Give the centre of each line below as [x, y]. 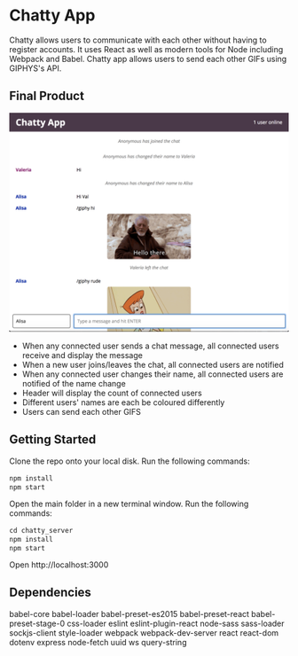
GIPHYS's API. [35, 68]
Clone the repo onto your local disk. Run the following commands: [129, 461]
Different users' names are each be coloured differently [123, 402]
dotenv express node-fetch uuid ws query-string [98, 642]
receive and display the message [82, 355]
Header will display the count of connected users [112, 393]
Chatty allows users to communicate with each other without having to [138, 40]
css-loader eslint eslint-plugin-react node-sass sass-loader [176, 623]
